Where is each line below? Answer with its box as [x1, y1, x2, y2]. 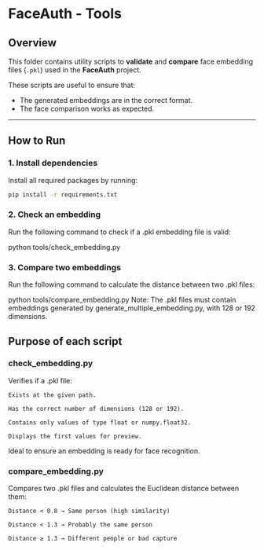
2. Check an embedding [8, 209, 101, 220]
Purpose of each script [8, 335, 123, 348]
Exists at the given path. [8, 390, 97, 399]
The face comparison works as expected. [19, 104, 155, 113]
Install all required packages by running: [8, 175, 138, 185]
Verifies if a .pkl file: [8, 376, 73, 385]
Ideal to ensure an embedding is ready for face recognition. [8, 445, 200, 456]
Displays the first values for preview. [8, 432, 143, 440]
